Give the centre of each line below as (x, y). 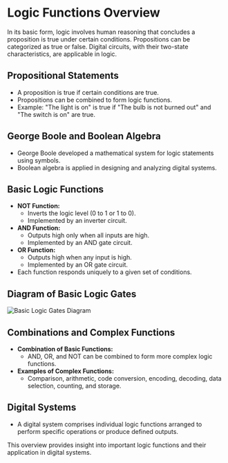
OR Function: (36, 250)
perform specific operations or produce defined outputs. (97, 431)
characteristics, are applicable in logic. (62, 54)
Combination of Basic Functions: (65, 349)
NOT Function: (38, 206)
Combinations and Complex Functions (91, 333)
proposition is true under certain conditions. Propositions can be (99, 39)
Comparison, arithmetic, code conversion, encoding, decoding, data (125, 378)
